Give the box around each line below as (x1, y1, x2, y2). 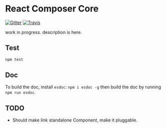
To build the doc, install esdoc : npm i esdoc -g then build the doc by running (5, 84, 161, 90)
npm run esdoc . (5, 89, 36, 95)
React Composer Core (5, 3, 99, 14)
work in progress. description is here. (5, 29, 82, 35)
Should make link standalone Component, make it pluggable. (12, 117, 137, 123)
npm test (5, 57, 23, 62)
